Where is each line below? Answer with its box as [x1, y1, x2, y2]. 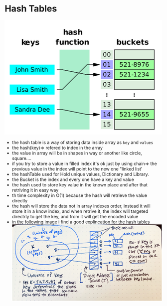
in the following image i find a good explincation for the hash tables [11, 219, 150, 225]
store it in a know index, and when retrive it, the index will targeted [11, 208, 149, 214]
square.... [11, 155, 32, 161]
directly [11, 197, 28, 203]
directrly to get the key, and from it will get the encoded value [11, 213, 139, 219]
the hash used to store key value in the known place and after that [11, 181, 148, 187]
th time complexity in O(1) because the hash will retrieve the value [11, 192, 148, 198]
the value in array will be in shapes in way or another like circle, [11, 150, 143, 156]
